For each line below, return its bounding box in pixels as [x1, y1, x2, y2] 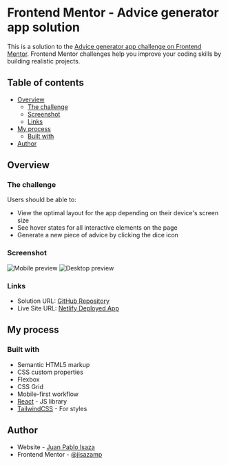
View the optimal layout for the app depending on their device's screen [17, 209, 219, 217]
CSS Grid [17, 382, 43, 390]
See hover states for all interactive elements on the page [17, 224, 178, 232]
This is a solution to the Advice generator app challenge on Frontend [7, 42, 202, 50]
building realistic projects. [7, 57, 81, 65]
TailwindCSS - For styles [17, 404, 87, 413]
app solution [7, 19, 81, 35]
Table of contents [7, 77, 84, 89]
